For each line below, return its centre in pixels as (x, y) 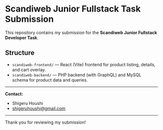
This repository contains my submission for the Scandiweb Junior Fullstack (81, 32)
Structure (20, 53)
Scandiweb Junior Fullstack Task (73, 9)
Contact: (14, 94)
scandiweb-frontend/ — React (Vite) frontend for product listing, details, (84, 64)
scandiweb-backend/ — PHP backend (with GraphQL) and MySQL (77, 75)
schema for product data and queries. (50, 80)
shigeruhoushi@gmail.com (39, 108)
